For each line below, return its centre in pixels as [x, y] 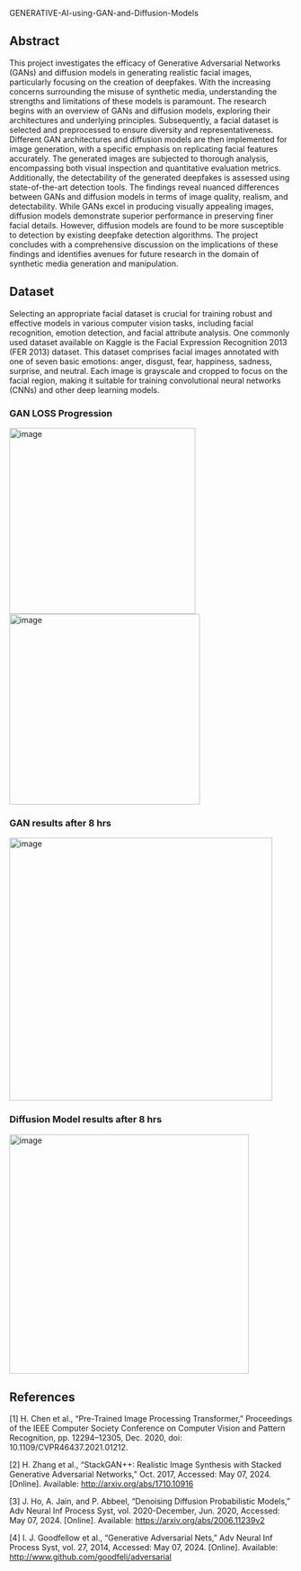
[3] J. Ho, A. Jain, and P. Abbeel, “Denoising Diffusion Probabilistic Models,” [150, 1502]
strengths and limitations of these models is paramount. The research [138, 101]
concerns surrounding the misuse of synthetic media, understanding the [143, 91]
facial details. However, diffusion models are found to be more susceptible [147, 225]
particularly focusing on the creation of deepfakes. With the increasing [140, 82]
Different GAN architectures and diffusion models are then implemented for [148, 139]
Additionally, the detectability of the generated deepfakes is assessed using [150, 177]
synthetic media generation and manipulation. [94, 263]
